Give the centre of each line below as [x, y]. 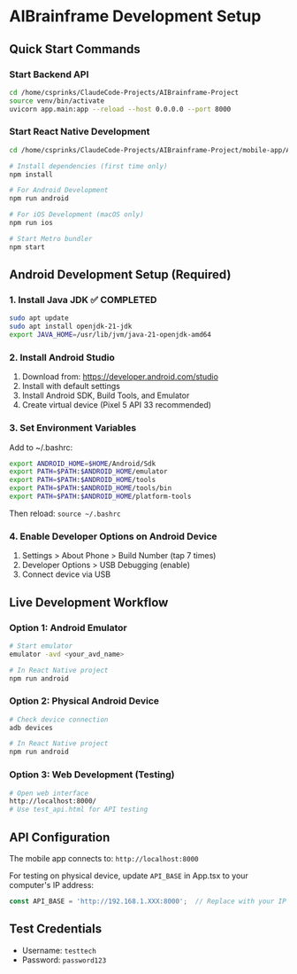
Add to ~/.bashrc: [41, 447]
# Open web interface [49, 793]
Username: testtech [59, 950]
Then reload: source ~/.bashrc [65, 513]
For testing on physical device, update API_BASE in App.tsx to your [129, 876]
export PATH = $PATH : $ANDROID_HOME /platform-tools [100, 497]
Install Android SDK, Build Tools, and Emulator [106, 395]
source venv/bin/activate [57, 101]
